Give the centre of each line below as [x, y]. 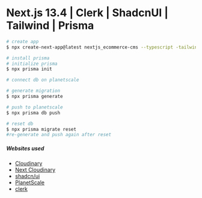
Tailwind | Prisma [50, 25]
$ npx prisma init [29, 69]
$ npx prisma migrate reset [41, 129]
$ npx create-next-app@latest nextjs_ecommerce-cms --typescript [90, 47]
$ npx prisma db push [33, 113]
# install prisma [28, 58]
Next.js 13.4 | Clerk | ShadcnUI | [87, 13]
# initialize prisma [32, 64]
